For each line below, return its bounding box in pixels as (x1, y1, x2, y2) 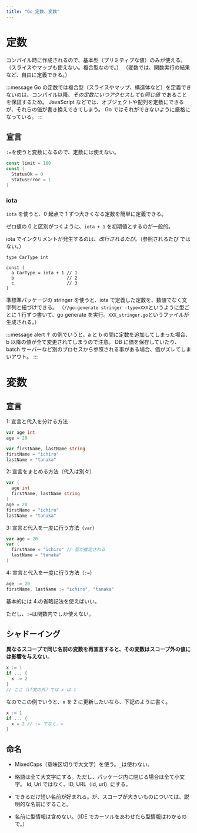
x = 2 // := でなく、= (11, 721, 64, 727)
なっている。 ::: (6, 113, 43, 120)
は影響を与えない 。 (6, 653, 53, 660)
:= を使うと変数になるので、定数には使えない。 (6, 148, 119, 156)
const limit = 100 (6, 160, 51, 167)
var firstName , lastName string (6, 446, 85, 452)
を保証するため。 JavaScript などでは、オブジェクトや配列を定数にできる (6, 98, 184, 105)
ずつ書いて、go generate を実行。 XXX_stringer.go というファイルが (26, 311, 189, 318)
